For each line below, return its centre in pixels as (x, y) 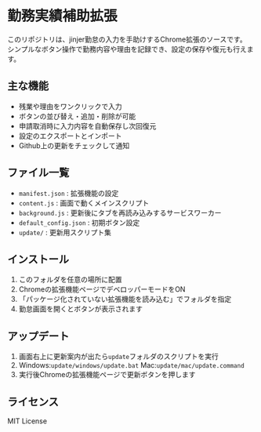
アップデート (38, 336)
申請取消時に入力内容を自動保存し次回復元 (87, 125)
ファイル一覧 (38, 173)
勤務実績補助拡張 (63, 16)
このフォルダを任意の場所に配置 (70, 280)
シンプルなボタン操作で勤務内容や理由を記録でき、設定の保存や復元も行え (127, 49)
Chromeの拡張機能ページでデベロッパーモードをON (102, 289)
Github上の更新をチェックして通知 (74, 145)
